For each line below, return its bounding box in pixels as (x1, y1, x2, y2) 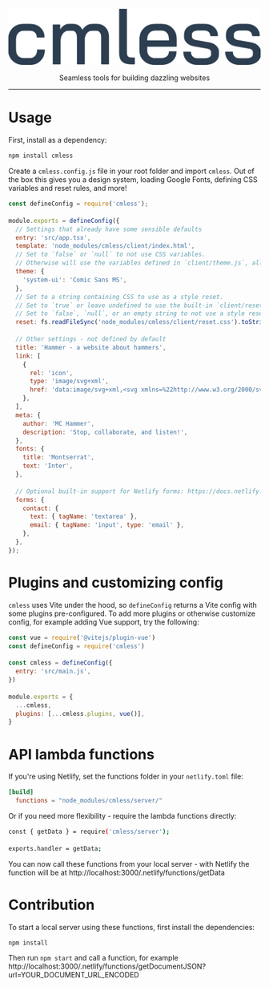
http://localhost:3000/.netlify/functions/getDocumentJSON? (8, 961, 207, 971)
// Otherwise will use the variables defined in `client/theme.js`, (15, 259, 249, 267)
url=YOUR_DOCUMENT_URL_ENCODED (8, 970, 139, 980)
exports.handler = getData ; (8, 844, 102, 852)
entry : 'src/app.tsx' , (15, 233, 91, 241)
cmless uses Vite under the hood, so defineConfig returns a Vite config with (8, 600, 258, 609)
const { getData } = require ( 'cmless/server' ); (8, 827, 171, 836)
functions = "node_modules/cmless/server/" (15, 797, 163, 805)
